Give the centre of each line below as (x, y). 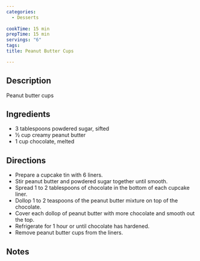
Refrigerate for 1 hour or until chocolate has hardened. (82, 226)
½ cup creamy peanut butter (50, 135)
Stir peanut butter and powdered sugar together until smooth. (91, 181)
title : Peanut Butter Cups (40, 51)
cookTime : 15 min (28, 29)
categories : (21, 12)
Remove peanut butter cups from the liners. (69, 233)
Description (29, 81)
